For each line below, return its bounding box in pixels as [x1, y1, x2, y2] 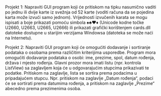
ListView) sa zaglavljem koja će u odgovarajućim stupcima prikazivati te [5, 65, 149, 71]
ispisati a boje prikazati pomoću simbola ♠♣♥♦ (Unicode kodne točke [5, 19, 144, 25]
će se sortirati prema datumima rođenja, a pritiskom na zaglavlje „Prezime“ [5, 80, 155, 86]
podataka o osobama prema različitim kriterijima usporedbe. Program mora [5, 49, 156, 55]
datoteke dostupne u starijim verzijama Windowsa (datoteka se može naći [5, 30, 154, 35]
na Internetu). [5, 35, 33, 41]
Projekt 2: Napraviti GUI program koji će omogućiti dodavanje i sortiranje [5, 45, 151, 50]
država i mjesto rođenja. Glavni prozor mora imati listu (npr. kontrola [5, 60, 141, 65]
